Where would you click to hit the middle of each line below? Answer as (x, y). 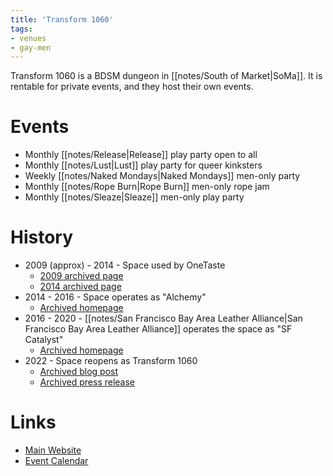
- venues (28, 38)
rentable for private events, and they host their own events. (132, 87)
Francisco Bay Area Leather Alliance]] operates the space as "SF (158, 329)
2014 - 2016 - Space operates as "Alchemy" (115, 297)
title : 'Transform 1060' (62, 19)
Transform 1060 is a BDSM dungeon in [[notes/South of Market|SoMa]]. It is (166, 76)
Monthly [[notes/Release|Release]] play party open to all (141, 155)
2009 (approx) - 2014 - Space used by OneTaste (125, 265)
